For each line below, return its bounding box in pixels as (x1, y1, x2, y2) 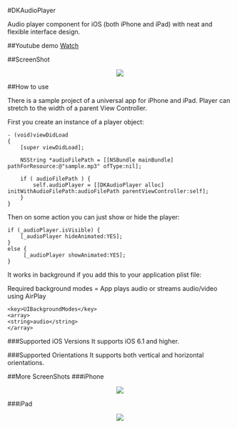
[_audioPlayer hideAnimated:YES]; (20, 233, 123, 240)
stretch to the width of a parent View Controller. (7, 104, 148, 112)
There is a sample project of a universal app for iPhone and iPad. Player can (7, 96, 231, 104)
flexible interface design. (7, 28, 81, 36)
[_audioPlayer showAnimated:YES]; (23, 252, 126, 259)
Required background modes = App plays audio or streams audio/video (7, 284, 218, 292)
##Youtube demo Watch (7, 41, 79, 49)
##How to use (7, 82, 49, 91)
